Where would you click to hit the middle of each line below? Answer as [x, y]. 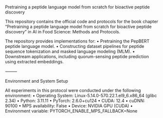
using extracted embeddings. [35, 62]
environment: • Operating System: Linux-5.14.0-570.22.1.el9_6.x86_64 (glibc [81, 96]
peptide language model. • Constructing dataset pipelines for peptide [75, 46]
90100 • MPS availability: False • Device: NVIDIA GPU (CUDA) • [69, 106]
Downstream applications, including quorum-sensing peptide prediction [77, 57]
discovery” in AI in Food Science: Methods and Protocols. [63, 32]
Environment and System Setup [36, 81]
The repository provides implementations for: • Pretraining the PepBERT [77, 41]
